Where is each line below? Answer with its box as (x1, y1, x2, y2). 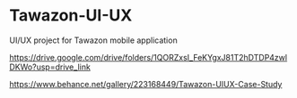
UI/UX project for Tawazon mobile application (9, 35, 178, 45)
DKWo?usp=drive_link (9, 61, 92, 72)
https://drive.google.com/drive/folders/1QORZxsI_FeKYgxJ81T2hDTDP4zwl (9, 52, 288, 62)
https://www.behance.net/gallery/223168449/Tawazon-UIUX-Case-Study (9, 78, 283, 89)
